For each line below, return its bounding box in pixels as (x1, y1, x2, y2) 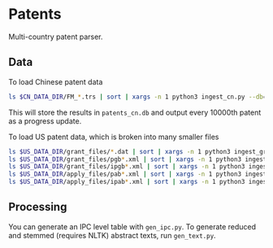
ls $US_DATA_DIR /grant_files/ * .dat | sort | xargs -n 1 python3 (8, 147, 231, 155)
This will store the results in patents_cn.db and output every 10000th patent (8, 107, 262, 117)
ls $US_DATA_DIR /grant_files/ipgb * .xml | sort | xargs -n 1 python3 (8, 163, 245, 171)
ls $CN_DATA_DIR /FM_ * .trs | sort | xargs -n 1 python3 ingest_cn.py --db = (8, 93, 267, 101)
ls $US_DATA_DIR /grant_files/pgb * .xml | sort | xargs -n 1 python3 (8, 155, 242, 163)
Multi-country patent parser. (8, 32, 103, 41)
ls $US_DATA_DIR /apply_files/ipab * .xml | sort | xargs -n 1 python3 (8, 178, 245, 186)
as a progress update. (8, 115, 82, 126)
